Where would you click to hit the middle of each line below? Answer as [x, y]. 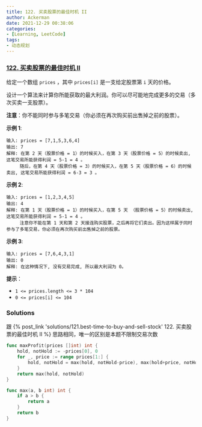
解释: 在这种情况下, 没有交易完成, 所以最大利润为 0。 [66, 267]
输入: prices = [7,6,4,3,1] [41, 254]
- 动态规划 [18, 46]
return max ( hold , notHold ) [51, 374]
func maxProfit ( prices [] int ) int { [52, 346]
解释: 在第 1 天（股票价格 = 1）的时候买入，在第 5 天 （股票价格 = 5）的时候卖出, [100, 210]
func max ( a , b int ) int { [38, 390]
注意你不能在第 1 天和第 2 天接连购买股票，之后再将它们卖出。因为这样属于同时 [106, 223]
